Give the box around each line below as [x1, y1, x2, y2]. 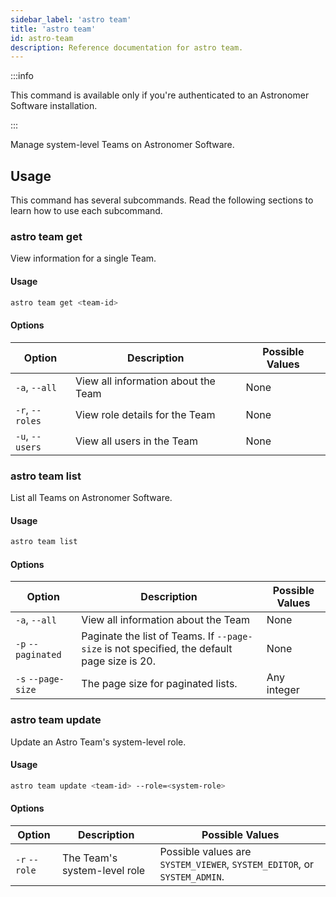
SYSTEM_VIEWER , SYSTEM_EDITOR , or [159, 857, 315, 871]
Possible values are [159, 844, 252, 858]
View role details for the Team [75, 407, 216, 421]
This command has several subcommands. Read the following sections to [10, 194, 314, 206]
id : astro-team [10, 33, 74, 43]
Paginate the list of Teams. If [81, 629, 215, 643]
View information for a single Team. [10, 252, 157, 265]
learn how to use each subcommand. [10, 205, 163, 217]
